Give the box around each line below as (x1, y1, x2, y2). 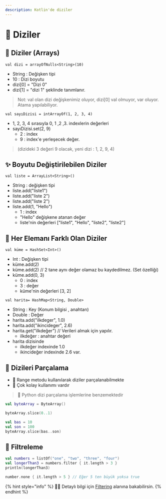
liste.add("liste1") (12, 188, 47, 194)
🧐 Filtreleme (5, 442, 43, 451)
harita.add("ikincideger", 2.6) (12, 322, 72, 328)
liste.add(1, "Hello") (12, 204, 52, 210)
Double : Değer (12, 312, 44, 318)
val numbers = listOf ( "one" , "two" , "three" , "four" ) (5, 456, 120, 461)
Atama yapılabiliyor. (17, 102, 58, 108)
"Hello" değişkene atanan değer (19, 214, 86, 220)
